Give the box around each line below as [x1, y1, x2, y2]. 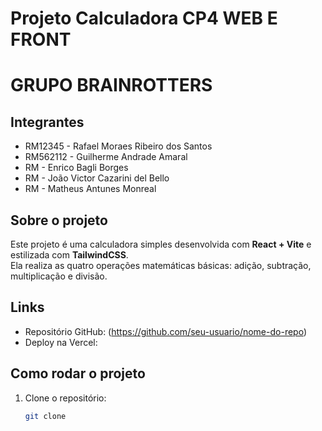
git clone [24, 411, 67, 421]
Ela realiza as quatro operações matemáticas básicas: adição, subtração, [10, 260, 312, 271]
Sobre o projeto [10, 212, 108, 229]
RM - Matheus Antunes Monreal [24, 183, 157, 195]
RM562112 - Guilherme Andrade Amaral [24, 151, 188, 163]
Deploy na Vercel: [24, 336, 98, 348]
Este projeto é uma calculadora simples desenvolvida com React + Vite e [10, 238, 312, 250]
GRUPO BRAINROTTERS [10, 74, 213, 97]
